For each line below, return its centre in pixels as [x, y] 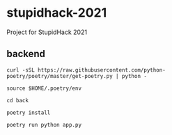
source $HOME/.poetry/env [44, 88]
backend [26, 54]
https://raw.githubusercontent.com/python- [102, 70]
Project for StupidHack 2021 [47, 32]
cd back [18, 100]
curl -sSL [21, 70]
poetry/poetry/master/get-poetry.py [60, 76]
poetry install [29, 113]
